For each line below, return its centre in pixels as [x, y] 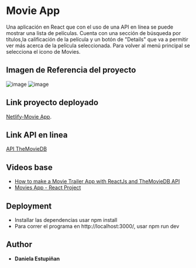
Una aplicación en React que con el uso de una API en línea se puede [90, 27]
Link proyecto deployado [52, 102]
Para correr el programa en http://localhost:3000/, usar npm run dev [97, 226]
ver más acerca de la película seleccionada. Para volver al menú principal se [98, 46]
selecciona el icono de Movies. [43, 51]
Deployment [29, 206]
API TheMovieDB [27, 149]
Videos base [29, 167]
